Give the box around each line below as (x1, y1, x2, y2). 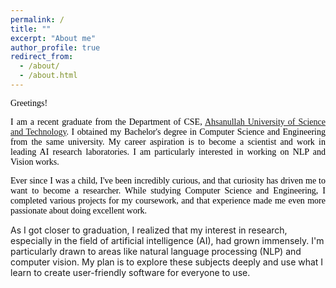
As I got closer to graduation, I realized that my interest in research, (10, 224, 288, 236)
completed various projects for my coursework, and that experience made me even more (10, 195, 326, 206)
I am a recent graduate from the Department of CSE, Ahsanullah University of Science (10, 116, 326, 127)
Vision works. (10, 156, 60, 167)
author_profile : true (10, 42, 101, 53)
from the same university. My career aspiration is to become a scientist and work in (10, 136, 326, 147)
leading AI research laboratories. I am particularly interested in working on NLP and (10, 146, 326, 157)
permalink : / (10, 14, 65, 25)
